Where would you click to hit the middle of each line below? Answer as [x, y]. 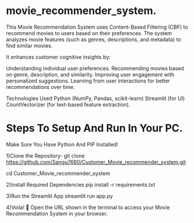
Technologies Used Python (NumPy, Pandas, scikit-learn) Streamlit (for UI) [96, 98]
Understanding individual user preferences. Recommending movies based [95, 68]
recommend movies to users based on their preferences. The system [89, 33]
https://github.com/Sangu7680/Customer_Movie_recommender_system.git [96, 162]
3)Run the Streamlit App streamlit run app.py [59, 196]
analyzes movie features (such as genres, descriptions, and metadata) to [94, 39]
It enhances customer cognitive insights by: [58, 57]
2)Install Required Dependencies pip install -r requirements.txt [81, 184]
